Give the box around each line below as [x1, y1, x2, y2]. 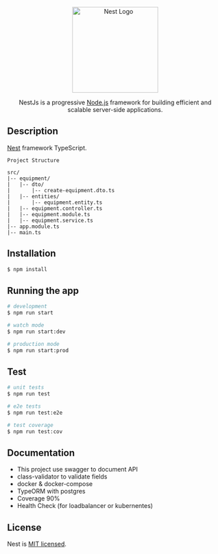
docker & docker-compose [16, 480, 93, 488]
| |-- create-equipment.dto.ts [7, 187, 115, 194]
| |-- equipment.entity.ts [7, 199, 103, 206]
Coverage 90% [16, 494, 60, 503]
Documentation [7, 447, 75, 459]
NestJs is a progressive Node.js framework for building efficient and [19, 98, 212, 106]
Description [7, 126, 58, 137]
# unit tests [7, 384, 45, 391]
